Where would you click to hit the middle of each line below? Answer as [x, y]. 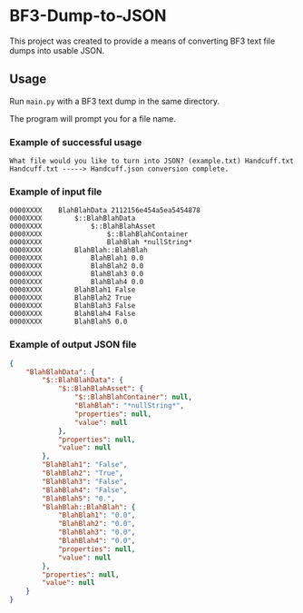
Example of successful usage [76, 142]
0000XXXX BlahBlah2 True [70, 298]
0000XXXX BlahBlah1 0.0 [77, 258]
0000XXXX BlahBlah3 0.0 [77, 274]
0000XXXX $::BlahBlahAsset [83, 227]
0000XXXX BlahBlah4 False [73, 314]
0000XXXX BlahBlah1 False [73, 290]
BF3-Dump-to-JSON [88, 16]
